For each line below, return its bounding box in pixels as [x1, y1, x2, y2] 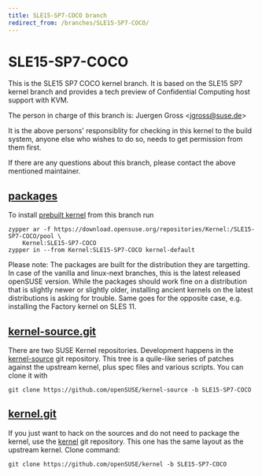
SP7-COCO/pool [8, 232, 55, 240]
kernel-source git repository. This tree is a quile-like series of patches [8, 354, 234, 363]
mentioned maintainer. [8, 166, 81, 176]
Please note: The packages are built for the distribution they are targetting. [8, 260, 250, 270]
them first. [8, 143, 42, 152]
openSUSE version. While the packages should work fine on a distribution [8, 277, 248, 286]
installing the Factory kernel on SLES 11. [8, 302, 137, 311]
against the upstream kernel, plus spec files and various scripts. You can [8, 363, 244, 372]
